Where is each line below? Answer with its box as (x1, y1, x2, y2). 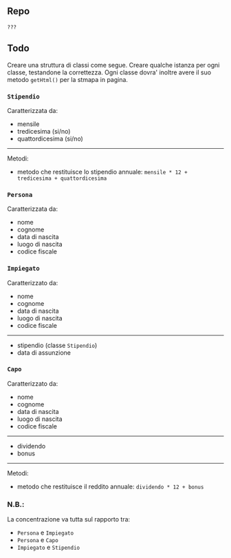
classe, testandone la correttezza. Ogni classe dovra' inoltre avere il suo (7, 68, 212, 76)
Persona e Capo (16, 536, 58, 544)
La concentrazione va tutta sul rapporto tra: (7, 515, 131, 524)
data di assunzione (16, 348, 71, 357)
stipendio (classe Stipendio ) (16, 341, 98, 349)
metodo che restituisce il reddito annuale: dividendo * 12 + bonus (16, 482, 204, 490)
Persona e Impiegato (16, 528, 74, 537)
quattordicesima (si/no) (16, 134, 84, 143)
